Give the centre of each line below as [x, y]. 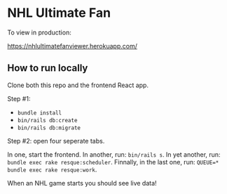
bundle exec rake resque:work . [52, 169]
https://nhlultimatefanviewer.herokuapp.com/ [73, 46]
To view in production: [39, 32]
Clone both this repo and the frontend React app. [78, 85]
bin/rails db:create [47, 120]
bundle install [40, 113]
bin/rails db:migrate [49, 128]
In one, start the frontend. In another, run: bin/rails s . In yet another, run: [114, 154]
